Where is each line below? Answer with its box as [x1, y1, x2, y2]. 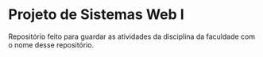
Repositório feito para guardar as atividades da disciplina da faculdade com [8, 32, 256, 41]
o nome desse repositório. [8, 40, 94, 49]
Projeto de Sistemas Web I [8, 6, 184, 24]
